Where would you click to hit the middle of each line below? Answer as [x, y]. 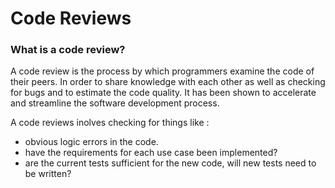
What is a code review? [68, 50]
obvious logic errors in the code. [91, 142]
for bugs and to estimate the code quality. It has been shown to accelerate [163, 93]
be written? [48, 174]
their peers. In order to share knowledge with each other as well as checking [168, 82]
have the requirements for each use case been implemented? [151, 153]
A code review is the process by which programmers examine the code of [162, 71]
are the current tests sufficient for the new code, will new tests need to [170, 163]
